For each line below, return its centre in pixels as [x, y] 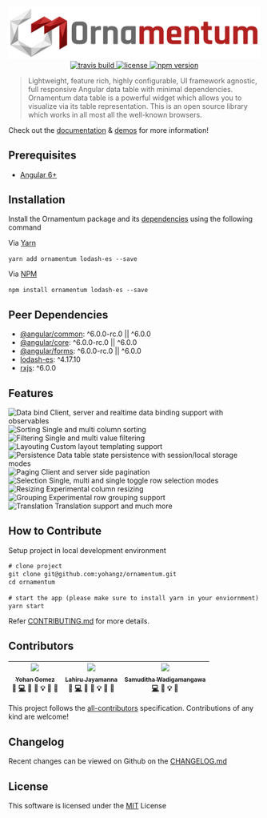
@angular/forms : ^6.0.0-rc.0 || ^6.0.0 [80, 351]
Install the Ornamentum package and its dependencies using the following [131, 219]
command [25, 227]
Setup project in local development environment [87, 550]
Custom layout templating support [107, 447]
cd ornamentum [32, 582]
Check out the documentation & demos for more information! [109, 130]
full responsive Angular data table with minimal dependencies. [130, 89]
